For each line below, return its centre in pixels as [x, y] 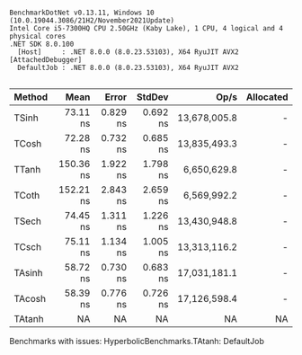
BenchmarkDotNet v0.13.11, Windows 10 [82, 13]
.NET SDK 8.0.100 [42, 44]
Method [31, 97]
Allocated [267, 97]
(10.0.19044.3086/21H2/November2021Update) [92, 21]
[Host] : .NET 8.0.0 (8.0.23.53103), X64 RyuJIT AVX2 [129, 52]
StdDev [152, 97]
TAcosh [30, 299]
